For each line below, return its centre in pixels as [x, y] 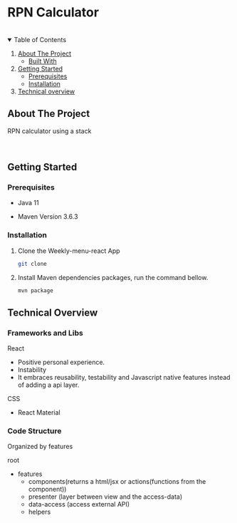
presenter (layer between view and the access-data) [105, 497]
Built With [42, 61]
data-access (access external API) [79, 504]
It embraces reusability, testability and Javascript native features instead [124, 378]
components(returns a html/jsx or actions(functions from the [117, 482]
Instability [32, 370]
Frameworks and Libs [45, 333]
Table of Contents [40, 39]
